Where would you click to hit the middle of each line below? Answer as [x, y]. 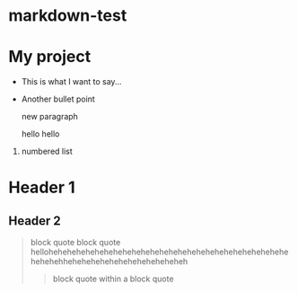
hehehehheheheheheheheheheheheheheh [109, 262]
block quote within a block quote [113, 279]
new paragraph [49, 117]
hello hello [40, 134]
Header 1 [42, 187]
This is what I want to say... [71, 82]
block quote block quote [75, 243]
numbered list [47, 151]
